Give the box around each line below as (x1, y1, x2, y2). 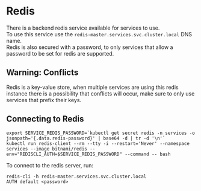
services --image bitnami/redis (6, 146, 87, 152)
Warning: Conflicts (6, 68, 79, 78)
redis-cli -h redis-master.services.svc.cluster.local (6, 173, 147, 180)
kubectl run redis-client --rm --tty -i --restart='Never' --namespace (6, 140, 190, 146)
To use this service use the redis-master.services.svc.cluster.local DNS (6, 30, 193, 37)
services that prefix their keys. (6, 96, 82, 103)
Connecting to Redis (6, 114, 84, 125)
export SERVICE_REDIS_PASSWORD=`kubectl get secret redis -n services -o (6, 130, 196, 136)
